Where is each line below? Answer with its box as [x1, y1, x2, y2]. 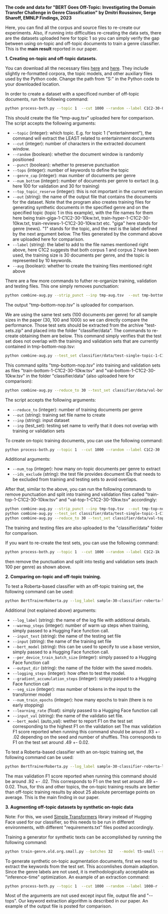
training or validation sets [12, 428, 65, 434]
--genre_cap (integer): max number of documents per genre [12, 172, 136, 178]
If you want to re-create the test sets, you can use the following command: [5, 540, 159, 546]
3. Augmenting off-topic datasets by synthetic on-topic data [5, 804, 133, 810]
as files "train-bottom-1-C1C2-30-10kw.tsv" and [5, 367, 104, 373]
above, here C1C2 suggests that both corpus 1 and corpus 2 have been [12, 247, 159, 253]
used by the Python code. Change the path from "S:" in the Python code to [5, 76, 159, 82]
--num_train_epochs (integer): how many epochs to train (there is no [12, 696, 152, 702]
